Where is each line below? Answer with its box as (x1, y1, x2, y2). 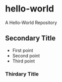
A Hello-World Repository (5, 19, 57, 25)
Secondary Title (5, 34, 56, 42)
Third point (12, 58, 35, 64)
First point (12, 47, 33, 53)
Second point (12, 52, 40, 58)
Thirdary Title (5, 70, 39, 77)
